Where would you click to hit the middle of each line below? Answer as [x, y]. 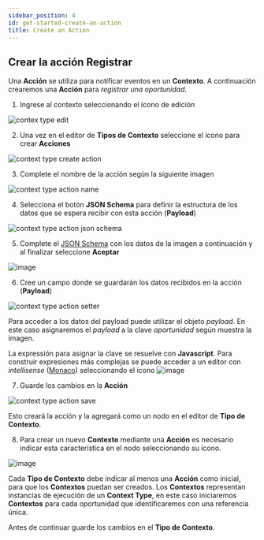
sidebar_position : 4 [42, 15]
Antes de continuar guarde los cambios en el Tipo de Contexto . [112, 527]
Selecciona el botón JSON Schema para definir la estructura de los [128, 205]
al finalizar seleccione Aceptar [69, 252]
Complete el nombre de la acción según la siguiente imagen [117, 174]
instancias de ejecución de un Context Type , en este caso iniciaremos [123, 495]
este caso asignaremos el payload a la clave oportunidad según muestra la [130, 330]
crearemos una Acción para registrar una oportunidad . [98, 89]
